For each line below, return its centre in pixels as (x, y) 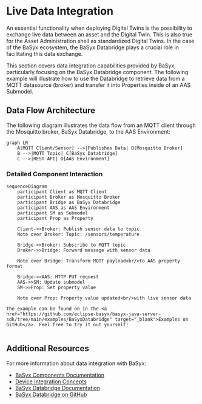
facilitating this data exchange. (45, 53)
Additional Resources (48, 348)
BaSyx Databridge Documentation (57, 388)
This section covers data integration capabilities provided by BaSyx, (91, 66)
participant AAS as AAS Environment (64, 208)
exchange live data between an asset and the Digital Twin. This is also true (99, 34)
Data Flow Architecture (51, 111)
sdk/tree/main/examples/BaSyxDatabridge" (59, 320)
